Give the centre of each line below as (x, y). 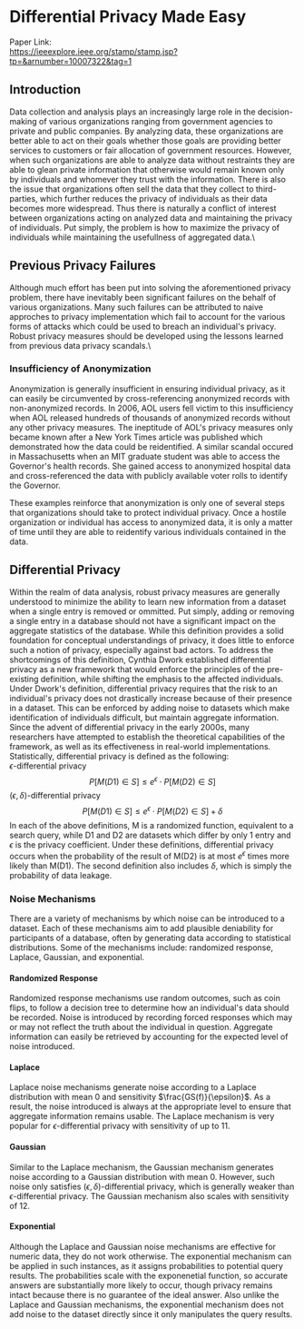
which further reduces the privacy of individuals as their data (153, 198)
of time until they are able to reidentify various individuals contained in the (148, 531)
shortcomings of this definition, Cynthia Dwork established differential (140, 660)
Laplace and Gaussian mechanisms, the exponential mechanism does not (147, 1304)
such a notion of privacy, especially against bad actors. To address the (142, 650)
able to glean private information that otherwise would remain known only (147, 169)
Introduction (45, 89)
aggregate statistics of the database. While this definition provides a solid (147, 630)
